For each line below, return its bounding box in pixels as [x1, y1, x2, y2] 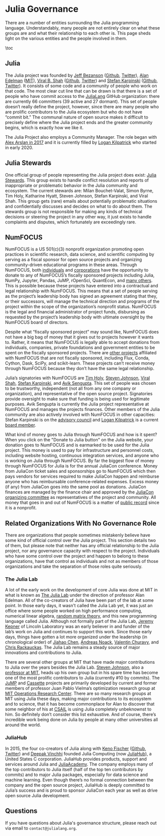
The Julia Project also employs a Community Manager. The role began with [5, 134, 157, 140]
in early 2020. [5, 144, 33, 151]
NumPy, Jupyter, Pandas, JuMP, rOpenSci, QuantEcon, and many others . [5, 278, 153, 283]
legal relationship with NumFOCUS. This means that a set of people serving [5, 288, 158, 294]
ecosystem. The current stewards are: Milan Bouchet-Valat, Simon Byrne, [5, 187, 154, 193]
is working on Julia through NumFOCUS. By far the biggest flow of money [5, 458, 155, 464]
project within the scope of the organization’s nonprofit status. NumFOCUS [5, 304, 157, 310]
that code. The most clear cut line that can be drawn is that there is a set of [5, 88, 157, 94]
